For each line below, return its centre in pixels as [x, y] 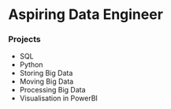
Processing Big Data [52, 90]
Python [31, 65]
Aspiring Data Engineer [86, 15]
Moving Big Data [46, 81]
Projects [24, 39]
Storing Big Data [46, 73]
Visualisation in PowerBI [59, 98]
